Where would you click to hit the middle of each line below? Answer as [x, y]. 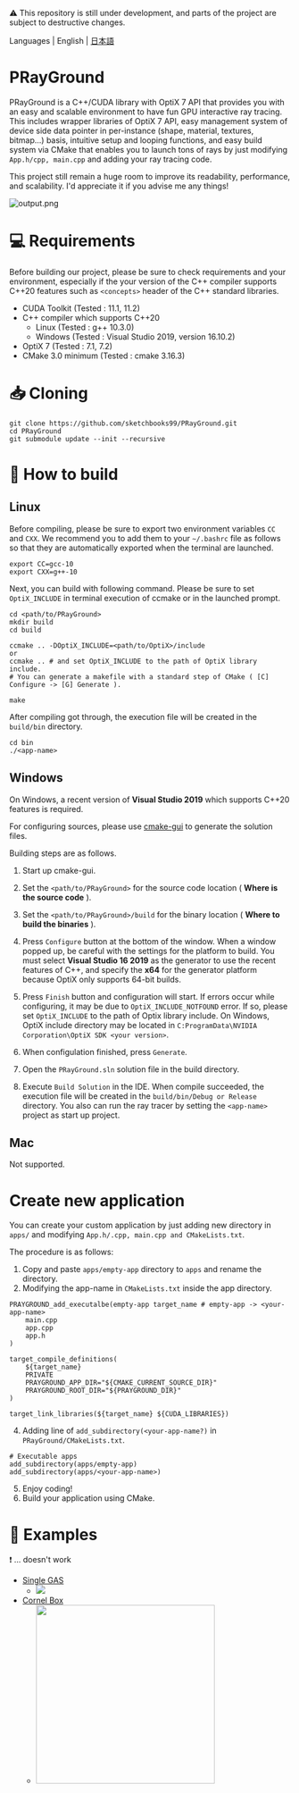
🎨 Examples [54, 1534]
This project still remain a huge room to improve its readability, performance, [150, 176]
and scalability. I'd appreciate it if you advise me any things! [119, 186]
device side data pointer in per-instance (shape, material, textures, [132, 130]
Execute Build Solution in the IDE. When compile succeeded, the [143, 1086]
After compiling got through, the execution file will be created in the [133, 716]
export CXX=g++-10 [43, 572]
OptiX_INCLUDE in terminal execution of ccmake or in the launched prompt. [145, 598]
